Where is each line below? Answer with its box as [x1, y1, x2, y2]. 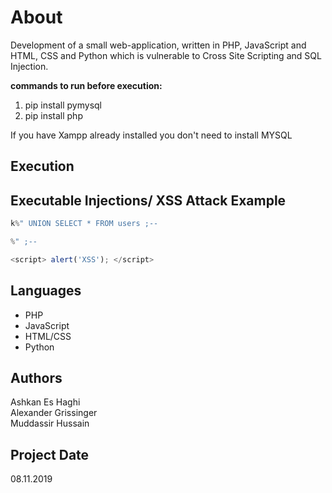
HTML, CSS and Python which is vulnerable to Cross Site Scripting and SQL [10, 49, 322, 61]
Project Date [10, 446, 90, 463]
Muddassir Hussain [10, 417, 90, 430]
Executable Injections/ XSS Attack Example [10, 192, 287, 209]
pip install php [24, 109, 83, 121]
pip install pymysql [24, 99, 102, 111]
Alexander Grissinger [10, 407, 98, 419]
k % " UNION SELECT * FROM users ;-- [10, 219, 159, 229]
